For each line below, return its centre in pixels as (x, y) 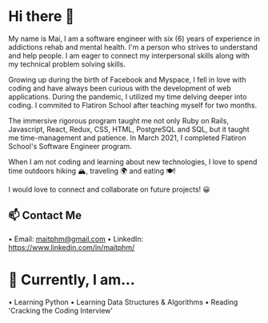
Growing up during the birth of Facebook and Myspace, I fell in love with (127, 79)
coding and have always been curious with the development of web (120, 88)
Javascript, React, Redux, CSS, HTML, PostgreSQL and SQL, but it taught (129, 129)
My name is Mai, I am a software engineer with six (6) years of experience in (134, 38)
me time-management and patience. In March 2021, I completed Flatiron (127, 137)
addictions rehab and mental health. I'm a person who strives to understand (133, 46)
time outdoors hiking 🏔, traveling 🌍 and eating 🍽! (92, 171)
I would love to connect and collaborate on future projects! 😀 (109, 189)
